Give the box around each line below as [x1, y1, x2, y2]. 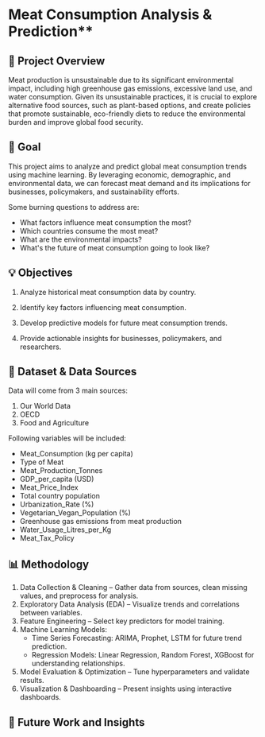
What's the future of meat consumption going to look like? [19, 242, 210, 252]
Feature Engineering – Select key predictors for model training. [19, 616, 225, 626]
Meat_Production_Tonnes [19, 466, 103, 475]
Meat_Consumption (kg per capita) [19, 449, 133, 459]
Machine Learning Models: [19, 625, 107, 634]
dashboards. [19, 692, 61, 702]
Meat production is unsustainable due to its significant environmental [8, 76, 234, 84]
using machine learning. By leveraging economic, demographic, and [8, 169, 232, 180]
